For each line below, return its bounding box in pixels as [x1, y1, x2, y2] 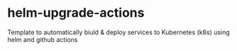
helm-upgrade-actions [7, 5, 145, 21]
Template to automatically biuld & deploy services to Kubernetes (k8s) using [7, 28, 231, 36]
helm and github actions [7, 35, 78, 43]
